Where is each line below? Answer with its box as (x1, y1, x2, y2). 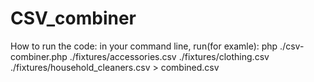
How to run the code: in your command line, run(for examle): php (10, 40, 278, 52)
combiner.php (10, 50, 68, 62)
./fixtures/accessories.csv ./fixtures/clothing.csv (69, 50, 270, 62)
